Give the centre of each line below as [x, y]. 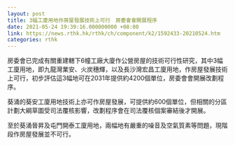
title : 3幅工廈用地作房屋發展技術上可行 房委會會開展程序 [82, 20]
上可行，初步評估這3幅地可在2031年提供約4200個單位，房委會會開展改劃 [113, 78]
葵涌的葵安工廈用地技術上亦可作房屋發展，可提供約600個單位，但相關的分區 [117, 102]
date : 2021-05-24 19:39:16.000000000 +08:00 [73, 27]
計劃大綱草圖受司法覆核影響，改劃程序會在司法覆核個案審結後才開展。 [108, 111]
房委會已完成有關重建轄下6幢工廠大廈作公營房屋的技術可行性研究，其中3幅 [115, 61]
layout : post [26, 14]
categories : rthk [33, 40]
